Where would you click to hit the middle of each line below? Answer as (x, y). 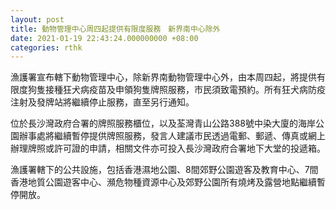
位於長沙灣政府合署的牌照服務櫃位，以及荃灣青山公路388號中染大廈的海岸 (163, 123)
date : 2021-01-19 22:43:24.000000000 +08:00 (104, 38)
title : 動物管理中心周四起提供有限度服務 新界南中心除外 (115, 29)
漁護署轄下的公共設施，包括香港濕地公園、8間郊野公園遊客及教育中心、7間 (164, 170)
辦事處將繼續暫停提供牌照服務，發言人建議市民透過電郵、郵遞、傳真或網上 (172, 136)
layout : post (37, 19)
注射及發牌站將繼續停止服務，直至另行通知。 (102, 102)
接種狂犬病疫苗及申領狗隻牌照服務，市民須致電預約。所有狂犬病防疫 (185, 90)
